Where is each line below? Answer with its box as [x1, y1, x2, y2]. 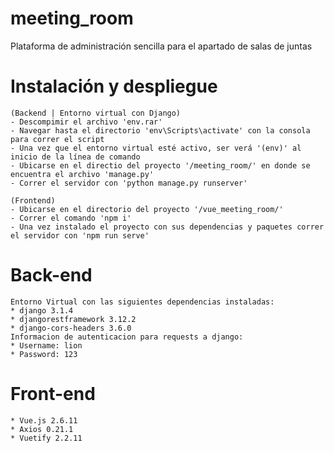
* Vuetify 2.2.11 [10, 433, 83, 443]
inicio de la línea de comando [10, 152, 141, 162]
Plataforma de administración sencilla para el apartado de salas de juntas [10, 40, 313, 52]
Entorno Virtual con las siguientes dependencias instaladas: [10, 297, 275, 307]
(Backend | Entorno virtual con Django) [10, 108, 182, 118]
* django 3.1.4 [10, 305, 74, 316]
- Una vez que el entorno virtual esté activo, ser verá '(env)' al [10, 143, 302, 153]
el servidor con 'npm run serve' [10, 230, 150, 241]
